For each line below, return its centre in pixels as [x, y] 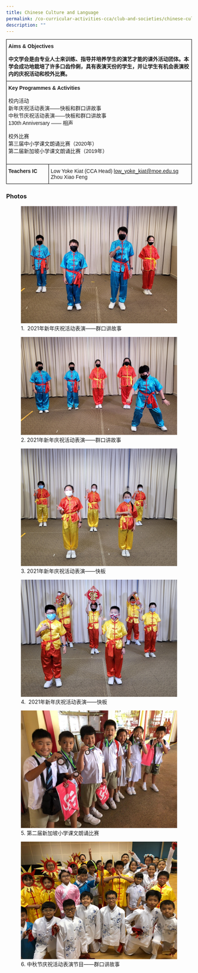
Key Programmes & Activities [44, 88]
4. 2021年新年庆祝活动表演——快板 [64, 702]
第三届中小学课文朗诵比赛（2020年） [53, 144]
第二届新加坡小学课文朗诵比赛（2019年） [58, 151]
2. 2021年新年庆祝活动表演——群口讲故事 [71, 440]
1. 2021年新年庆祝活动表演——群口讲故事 [71, 329]
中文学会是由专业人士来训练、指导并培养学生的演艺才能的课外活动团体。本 [99, 59]
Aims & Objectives [31, 46]
